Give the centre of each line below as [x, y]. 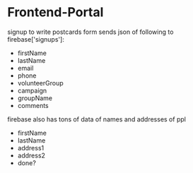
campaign [32, 90]
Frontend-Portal [55, 12]
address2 [31, 155]
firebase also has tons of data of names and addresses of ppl [96, 119]
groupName [35, 98]
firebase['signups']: [36, 39]
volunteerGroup [40, 83]
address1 [31, 148]
